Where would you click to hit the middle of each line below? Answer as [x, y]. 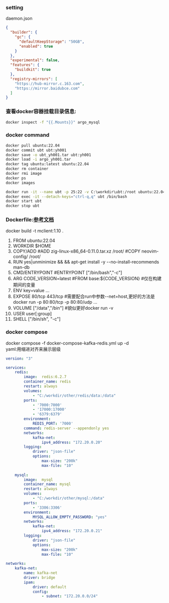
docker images [21, 183]
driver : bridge [40, 577]
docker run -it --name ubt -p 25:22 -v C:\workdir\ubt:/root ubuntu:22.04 [86, 192]
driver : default [49, 587]
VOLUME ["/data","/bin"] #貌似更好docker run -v [63, 308]
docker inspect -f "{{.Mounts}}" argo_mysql [53, 122]
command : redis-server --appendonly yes [66, 428]
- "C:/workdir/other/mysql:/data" [68, 499]
